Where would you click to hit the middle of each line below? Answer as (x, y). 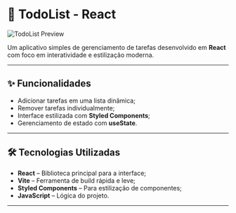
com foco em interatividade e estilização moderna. (81, 55)
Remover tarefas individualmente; (66, 108)
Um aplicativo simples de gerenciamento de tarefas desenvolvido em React (117, 47)
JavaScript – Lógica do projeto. (63, 195)
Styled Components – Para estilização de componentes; (100, 188)
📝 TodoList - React (62, 14)
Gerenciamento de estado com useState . (77, 123)
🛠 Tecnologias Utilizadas (64, 153)
